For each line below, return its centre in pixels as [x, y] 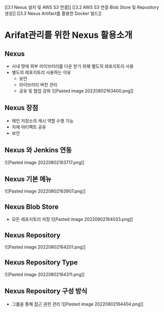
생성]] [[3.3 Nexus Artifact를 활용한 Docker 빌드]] [53, 13]
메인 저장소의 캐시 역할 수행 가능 [42, 120]
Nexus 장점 [21, 108]
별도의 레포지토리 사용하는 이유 [41, 72]
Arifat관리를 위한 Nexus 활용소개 [68, 35]
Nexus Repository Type [41, 262]
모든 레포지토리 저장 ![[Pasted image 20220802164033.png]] [72, 219]
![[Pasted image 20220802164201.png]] [45, 247]
